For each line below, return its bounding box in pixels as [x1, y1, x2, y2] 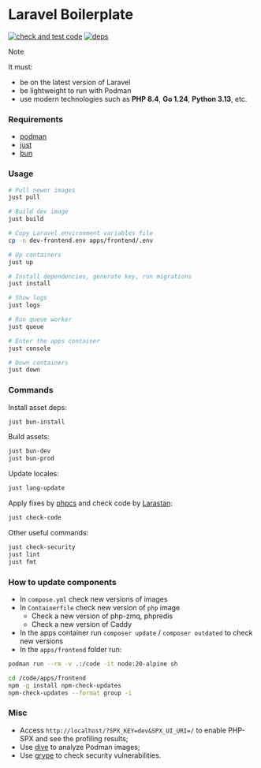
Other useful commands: [8, 528, 89, 537]
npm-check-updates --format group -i [8, 688, 132, 697]
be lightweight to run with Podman [19, 85, 132, 95]
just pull [8, 193, 41, 202]
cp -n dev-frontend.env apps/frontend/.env [8, 237, 154, 244]
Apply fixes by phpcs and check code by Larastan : [8, 498, 173, 508]
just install [8, 280, 51, 288]
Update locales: [8, 469, 59, 479]
